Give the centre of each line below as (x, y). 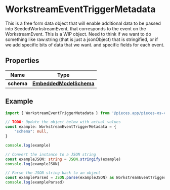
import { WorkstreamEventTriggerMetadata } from (57, 113)
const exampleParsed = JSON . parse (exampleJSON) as (60, 178)
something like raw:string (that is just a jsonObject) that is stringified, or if (82, 39)
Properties (22, 61)
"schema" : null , (32, 132)
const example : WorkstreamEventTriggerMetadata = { (61, 127)
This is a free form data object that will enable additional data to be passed (83, 23)
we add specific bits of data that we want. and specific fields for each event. (85, 44)
